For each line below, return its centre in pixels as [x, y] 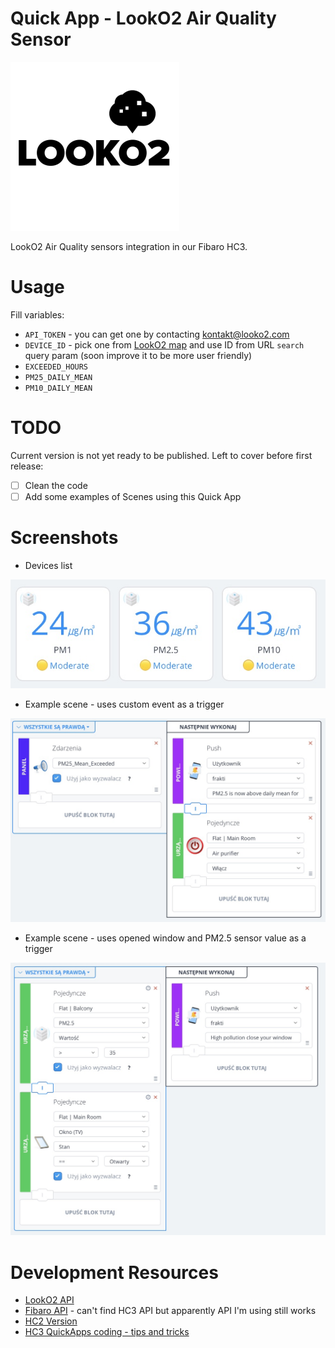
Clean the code [56, 485]
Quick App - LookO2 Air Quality [143, 18]
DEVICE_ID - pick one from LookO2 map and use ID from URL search [164, 344]
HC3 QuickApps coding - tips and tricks [107, 1332]
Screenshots [64, 538]
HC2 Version [51, 1321]
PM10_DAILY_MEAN [58, 388]
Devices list [48, 565]
